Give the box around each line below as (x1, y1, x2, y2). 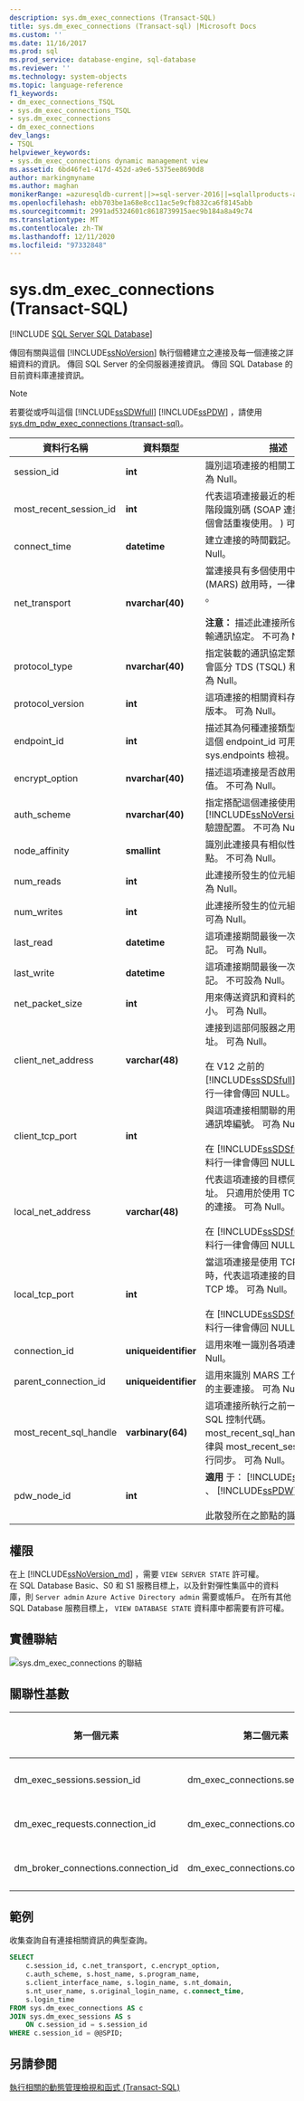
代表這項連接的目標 (204, 1173, 288, 1186)
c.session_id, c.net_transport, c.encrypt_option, (25, 1962, 221, 1971)
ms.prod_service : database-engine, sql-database (9, 55, 196, 64)
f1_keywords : (9, 89, 59, 98)
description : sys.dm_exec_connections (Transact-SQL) (9, 13, 217, 23)
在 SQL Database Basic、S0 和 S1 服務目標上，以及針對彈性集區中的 (9, 1581, 264, 1590)
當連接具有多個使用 (204, 565, 288, 578)
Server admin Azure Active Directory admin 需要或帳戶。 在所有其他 (34, 1591, 292, 1602)
